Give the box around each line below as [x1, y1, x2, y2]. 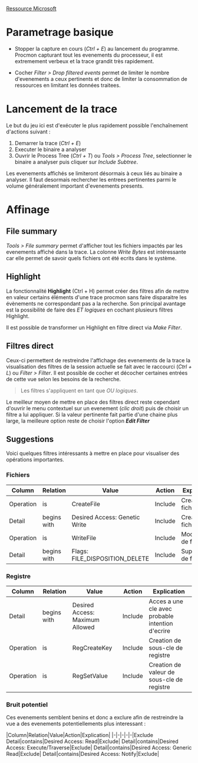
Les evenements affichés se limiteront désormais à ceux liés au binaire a [6, 169, 183, 176]
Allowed [72, 623, 95, 631]
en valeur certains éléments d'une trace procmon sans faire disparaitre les [6, 293, 187, 300]
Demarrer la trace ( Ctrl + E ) [14, 139, 81, 146]
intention [148, 619, 173, 627]
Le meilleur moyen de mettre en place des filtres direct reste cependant [6, 398, 180, 405]
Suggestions [6, 434, 54, 444]
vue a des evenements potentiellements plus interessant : [6, 720, 146, 728]
